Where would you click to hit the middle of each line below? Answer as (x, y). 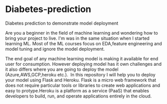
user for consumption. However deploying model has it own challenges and (83, 64)
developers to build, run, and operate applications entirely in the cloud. (78, 96)
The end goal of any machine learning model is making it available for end (82, 58)
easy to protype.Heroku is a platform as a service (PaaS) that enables (77, 90)
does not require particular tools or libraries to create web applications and (83, 85)
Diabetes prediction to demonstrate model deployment (62, 23)
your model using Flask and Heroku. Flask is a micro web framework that (81, 80)
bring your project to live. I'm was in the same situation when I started (77, 38)
